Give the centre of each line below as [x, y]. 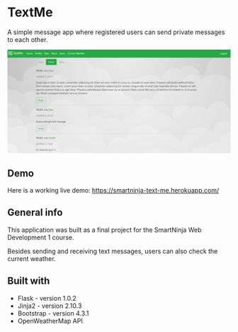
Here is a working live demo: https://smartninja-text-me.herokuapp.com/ [113, 191]
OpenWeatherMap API [50, 321]
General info [35, 213]
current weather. [32, 258]
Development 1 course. [41, 237]
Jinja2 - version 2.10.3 [50, 306]
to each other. [28, 39]
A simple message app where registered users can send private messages [116, 32]
